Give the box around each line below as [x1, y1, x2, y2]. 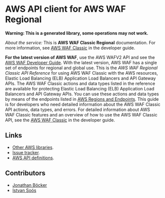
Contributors [5, 169, 46, 177]
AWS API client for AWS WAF [5, 3, 126, 15]
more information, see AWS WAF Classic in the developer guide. [5, 45, 135, 51]
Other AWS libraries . [12, 144, 54, 150]
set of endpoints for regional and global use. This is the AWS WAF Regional [5, 65, 158, 71]
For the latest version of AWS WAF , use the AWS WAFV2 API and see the [5, 54, 155, 60]
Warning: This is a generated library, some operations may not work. [5, 30, 149, 36]
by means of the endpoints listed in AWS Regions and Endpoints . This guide [5, 96, 159, 102]
